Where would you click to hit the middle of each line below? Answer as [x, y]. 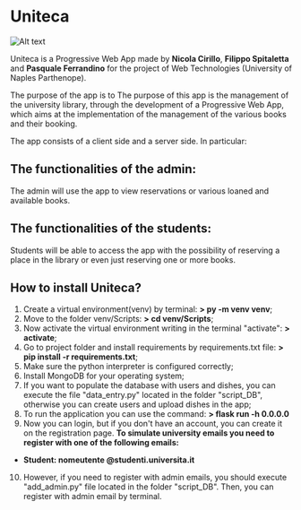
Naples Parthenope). [48, 77]
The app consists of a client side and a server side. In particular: [129, 141]
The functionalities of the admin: [103, 169]
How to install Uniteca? [76, 287]
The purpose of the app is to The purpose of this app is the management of [150, 95]
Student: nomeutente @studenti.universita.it [109, 460]
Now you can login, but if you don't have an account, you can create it [153, 424]
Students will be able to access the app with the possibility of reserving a [145, 250]
